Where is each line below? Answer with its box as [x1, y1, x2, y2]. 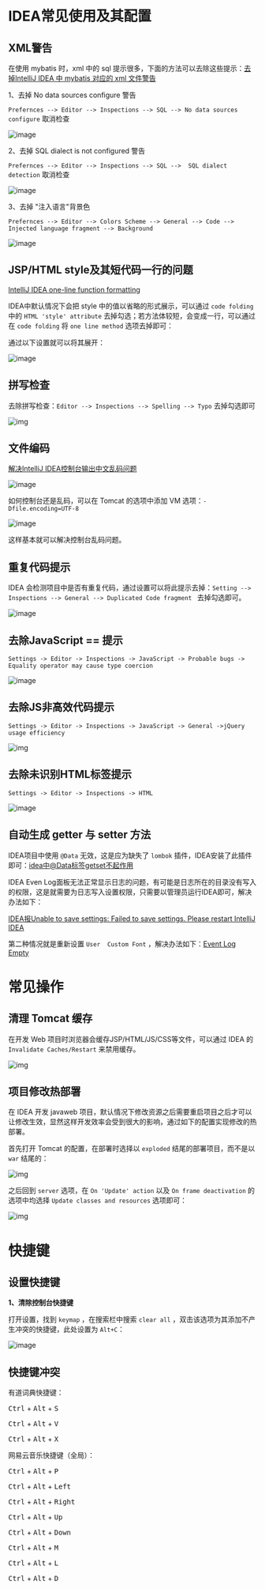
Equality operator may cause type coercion [8, 662, 154, 670]
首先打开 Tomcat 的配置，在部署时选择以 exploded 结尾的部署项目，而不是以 [8, 1144, 256, 1153]
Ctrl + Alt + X [8, 1434, 59, 1444]
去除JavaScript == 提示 [8, 633, 124, 647]
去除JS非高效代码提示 [8, 700, 115, 714]
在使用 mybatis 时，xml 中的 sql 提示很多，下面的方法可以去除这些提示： [8, 64, 244, 73]
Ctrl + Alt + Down [8, 1527, 72, 1538]
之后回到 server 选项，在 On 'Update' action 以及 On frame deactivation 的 [8, 1186, 255, 1195]
